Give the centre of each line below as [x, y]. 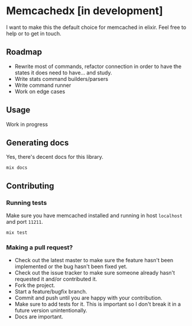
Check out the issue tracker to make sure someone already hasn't [95, 273]
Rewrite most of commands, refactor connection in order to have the [98, 66]
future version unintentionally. [51, 311]
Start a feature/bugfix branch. [51, 292]
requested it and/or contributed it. [56, 279]
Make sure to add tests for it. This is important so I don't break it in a [98, 304]
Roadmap [24, 52]
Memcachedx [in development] [85, 11]
